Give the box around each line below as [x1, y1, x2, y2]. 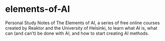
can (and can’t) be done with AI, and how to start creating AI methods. [5, 30, 149, 36]
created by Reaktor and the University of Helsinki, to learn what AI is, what [5, 25, 158, 31]
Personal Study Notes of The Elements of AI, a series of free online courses [5, 20, 160, 26]
